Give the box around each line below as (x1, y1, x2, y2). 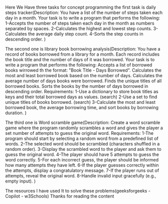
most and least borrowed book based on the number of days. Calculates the (5, 73, 163, 78)
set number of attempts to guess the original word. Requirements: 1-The (5, 130, 154, 136)
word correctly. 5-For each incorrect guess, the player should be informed (5, 157, 159, 162)
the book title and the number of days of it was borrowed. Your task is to (5, 57, 155, 62)
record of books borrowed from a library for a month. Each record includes (5, 51, 159, 57)
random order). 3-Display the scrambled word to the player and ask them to (5, 146, 161, 152)
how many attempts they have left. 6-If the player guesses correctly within (5, 162, 159, 168)
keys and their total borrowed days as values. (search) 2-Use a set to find (5, 94, 157, 100)
